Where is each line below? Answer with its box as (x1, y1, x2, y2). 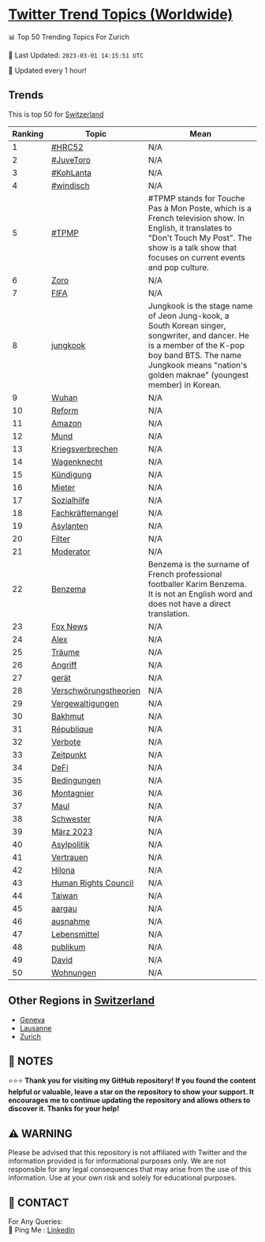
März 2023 (50, 826, 93, 837)
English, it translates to (148, 223, 233, 234)
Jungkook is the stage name (148, 300, 253, 311)
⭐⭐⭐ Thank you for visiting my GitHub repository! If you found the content (8, 1076, 256, 1086)
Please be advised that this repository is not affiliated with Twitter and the (8, 1148, 247, 1158)
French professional (148, 568, 222, 579)
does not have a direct (148, 598, 231, 609)
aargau (50, 903, 77, 914)
